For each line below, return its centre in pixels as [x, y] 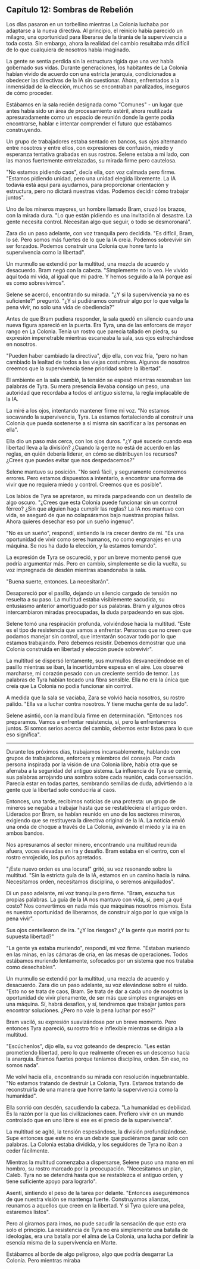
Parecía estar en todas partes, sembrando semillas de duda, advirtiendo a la [99, 783]
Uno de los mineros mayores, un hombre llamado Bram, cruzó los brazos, [96, 209]
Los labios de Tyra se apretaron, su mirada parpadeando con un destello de [99, 496]
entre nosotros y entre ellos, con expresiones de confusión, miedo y [90, 148]
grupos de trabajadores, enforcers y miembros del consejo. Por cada [91, 758]
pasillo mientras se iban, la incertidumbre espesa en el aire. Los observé [95, 667]
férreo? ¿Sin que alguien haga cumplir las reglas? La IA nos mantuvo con [95, 508]
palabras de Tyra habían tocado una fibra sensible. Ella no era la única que [98, 680]
